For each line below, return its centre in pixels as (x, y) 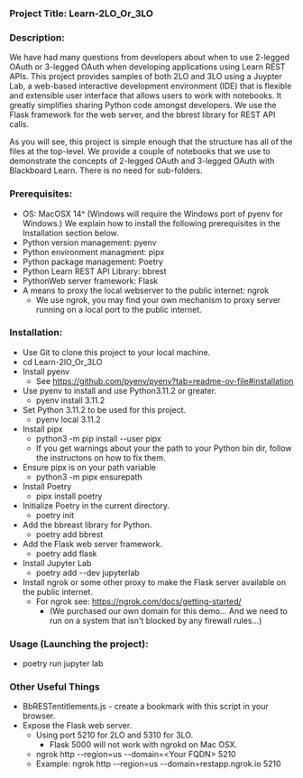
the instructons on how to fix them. (101, 457)
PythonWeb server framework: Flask (90, 280)
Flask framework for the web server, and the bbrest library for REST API (142, 114)
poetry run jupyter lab (63, 664)
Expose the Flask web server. (77, 726)
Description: (37, 37)
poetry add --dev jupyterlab (87, 572)
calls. (19, 124)
